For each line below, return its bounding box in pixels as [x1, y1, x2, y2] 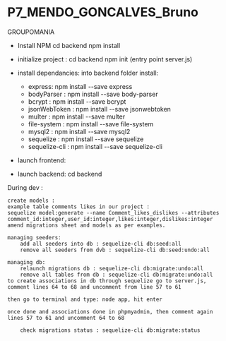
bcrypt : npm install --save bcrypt [28, 97, 126, 106]
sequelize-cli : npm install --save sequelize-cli [28, 142, 162, 150]
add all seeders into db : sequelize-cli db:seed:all [20, 240, 182, 247]
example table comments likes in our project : [7, 203, 150, 210]
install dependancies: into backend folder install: [17, 68, 159, 77]
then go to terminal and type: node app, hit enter [7, 296, 162, 303]
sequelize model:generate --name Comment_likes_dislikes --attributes [7, 209, 220, 216]
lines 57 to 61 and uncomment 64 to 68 [7, 314, 125, 321]
